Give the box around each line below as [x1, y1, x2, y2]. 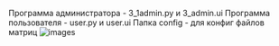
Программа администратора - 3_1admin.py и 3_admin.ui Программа [8, 8, 271, 18]
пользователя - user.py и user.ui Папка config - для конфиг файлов [8, 17, 265, 28]
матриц [8, 27, 38, 37]
